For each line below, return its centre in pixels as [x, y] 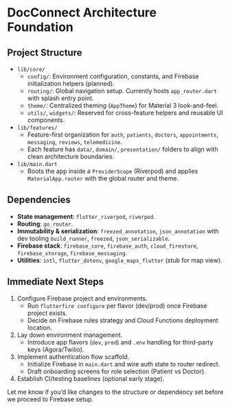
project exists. [47, 313]
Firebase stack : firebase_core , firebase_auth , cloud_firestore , [108, 246]
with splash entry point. [60, 98]
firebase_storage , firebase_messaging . [72, 253]
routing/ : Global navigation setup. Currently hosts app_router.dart [122, 91]
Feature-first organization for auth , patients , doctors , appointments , [123, 135]
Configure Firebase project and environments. [82, 298]
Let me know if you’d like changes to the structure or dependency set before [115, 392]
